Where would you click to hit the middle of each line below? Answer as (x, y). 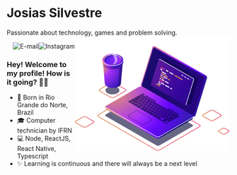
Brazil (25, 113)
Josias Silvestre (54, 13)
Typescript (33, 156)
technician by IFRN (44, 131)
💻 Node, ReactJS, (44, 138)
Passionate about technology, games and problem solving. (92, 32)
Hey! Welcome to (37, 64)
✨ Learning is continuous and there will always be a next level (107, 164)
